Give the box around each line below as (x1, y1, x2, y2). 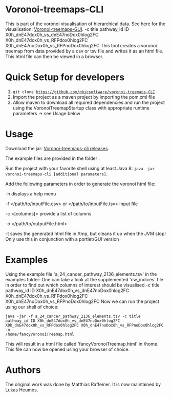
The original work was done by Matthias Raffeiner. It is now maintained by (5, 381, 161, 387)
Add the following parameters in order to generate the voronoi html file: (5, 181, 156, 187)
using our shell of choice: (5, 303, 59, 310)
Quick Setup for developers (5, 71, 124, 83)
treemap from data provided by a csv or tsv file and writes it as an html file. (5, 48, 164, 54)
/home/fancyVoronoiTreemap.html (5, 332, 74, 337)
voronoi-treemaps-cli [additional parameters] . (5, 171, 108, 177)
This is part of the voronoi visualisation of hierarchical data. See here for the (5, 21, 166, 27)
